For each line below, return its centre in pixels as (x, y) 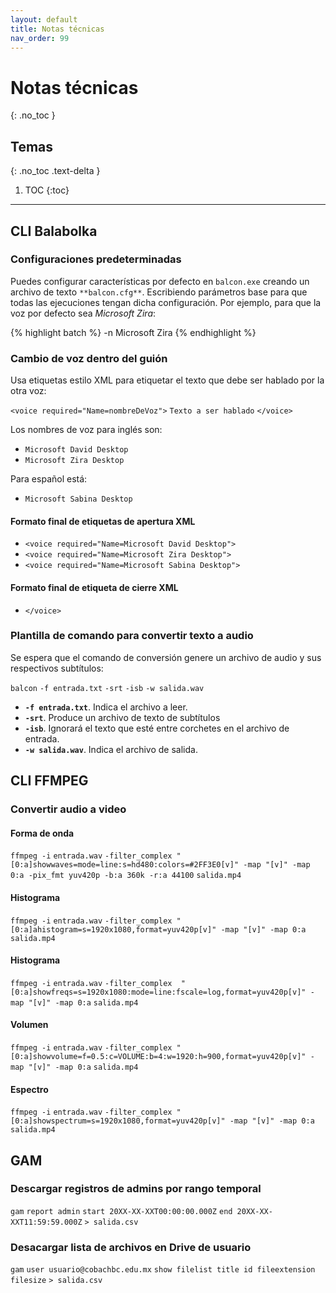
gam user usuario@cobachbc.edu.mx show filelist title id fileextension (163, 1270)
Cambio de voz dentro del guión (89, 358)
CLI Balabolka (54, 231)
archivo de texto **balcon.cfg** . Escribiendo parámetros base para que (159, 292)
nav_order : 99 (40, 38)
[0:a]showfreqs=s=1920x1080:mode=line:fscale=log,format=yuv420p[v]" (158, 992)
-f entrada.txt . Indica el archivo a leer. (106, 707)
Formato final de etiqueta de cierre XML (94, 587)
